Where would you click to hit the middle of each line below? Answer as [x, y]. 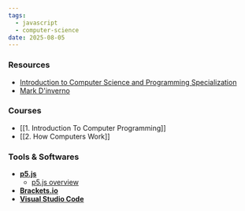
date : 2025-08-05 [37, 37]
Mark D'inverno [45, 91]
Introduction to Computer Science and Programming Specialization [128, 82]
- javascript [37, 23]
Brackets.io [39, 191]
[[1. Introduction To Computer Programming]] [93, 128]
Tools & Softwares [44, 157]
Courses [25, 111]
